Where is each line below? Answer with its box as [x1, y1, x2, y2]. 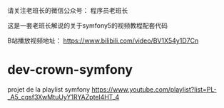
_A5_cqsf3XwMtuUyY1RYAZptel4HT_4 [7, 92, 120, 101]
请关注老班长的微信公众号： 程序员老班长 [7, 6, 128, 14]
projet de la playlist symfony [7, 85, 91, 94]
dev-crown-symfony [7, 62, 133, 78]
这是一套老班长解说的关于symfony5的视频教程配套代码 [7, 21, 168, 30]
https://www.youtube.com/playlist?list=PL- [91, 85, 217, 94]
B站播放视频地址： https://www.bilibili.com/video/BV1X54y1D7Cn [7, 36, 199, 45]
